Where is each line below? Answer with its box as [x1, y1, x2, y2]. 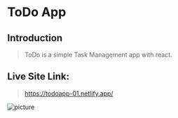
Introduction [7, 32, 63, 44]
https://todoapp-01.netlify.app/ [24, 89, 114, 98]
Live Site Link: [7, 71, 70, 82]
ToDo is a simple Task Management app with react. [24, 50, 173, 59]
